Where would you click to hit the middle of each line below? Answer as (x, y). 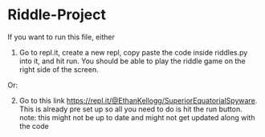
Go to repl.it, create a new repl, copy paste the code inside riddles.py (133, 52)
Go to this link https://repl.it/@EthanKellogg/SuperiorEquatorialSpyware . (138, 100)
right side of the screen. (59, 69)
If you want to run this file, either (61, 37)
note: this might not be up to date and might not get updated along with (137, 117)
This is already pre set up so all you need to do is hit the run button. (130, 109)
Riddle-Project (57, 15)
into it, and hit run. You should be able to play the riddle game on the (132, 61)
